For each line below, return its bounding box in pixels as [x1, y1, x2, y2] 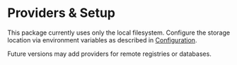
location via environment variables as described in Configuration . [7, 35, 197, 44]
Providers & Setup [7, 5, 115, 21]
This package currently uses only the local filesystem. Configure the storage [7, 28, 231, 37]
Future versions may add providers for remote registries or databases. [7, 49, 212, 58]
